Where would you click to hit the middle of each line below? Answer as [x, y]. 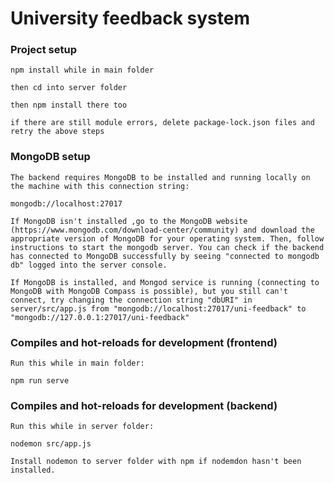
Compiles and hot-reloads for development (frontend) [144, 342]
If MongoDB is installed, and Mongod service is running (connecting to [165, 282]
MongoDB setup [50, 157]
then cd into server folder [69, 88]
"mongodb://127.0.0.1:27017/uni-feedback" [100, 317]
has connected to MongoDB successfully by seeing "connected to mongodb [165, 256]
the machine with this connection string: [100, 186]
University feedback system [130, 18]
